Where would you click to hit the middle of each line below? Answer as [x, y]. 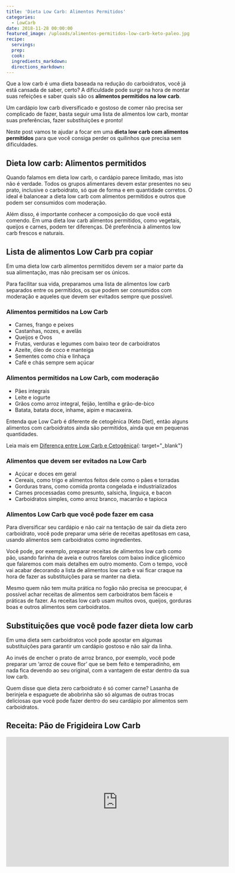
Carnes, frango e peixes [44, 325]
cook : [18, 56]
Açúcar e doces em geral [46, 474]
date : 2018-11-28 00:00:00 [39, 28]
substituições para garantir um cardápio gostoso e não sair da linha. [89, 646]
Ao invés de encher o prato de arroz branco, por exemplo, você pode [91, 658]
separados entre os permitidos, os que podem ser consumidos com [89, 290]
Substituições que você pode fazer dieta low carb [100, 626]
